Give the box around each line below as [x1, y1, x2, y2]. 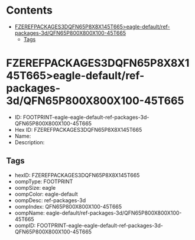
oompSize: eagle [14, 184, 56, 191]
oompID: [14, 222, 36, 229]
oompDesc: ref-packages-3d [14, 196, 86, 204]
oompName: [14, 209, 45, 216]
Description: [14, 138, 45, 145]
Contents [6, 4, 53, 17]
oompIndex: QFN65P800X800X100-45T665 [14, 203, 122, 210]
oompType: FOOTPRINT [14, 178, 73, 185]
